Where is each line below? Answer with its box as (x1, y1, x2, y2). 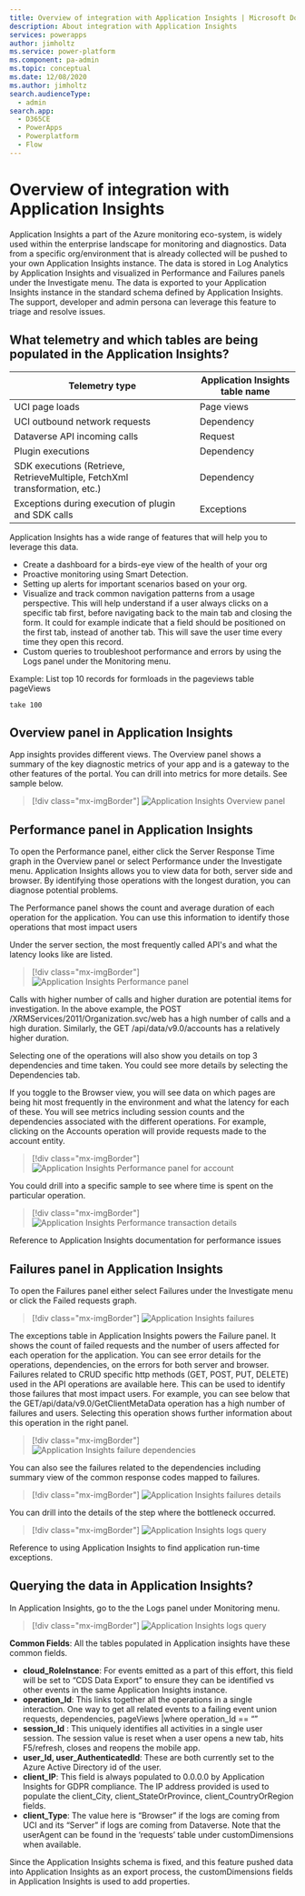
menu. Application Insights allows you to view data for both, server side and (9, 866, 293, 877)
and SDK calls (14, 508, 74, 521)
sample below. (9, 778, 64, 789)
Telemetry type (68, 379, 137, 392)
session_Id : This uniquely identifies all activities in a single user (22, 1722, 263, 1733)
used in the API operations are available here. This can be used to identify (9, 1379, 286, 1389)
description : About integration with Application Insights (9, 22, 238, 31)
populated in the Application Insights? (9, 346, 230, 362)
